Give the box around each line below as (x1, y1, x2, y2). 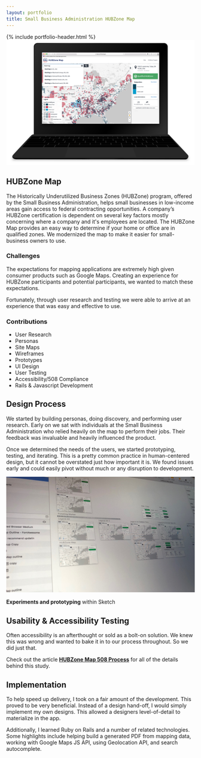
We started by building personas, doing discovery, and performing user (6, 415, 182, 422)
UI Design (14, 363, 39, 370)
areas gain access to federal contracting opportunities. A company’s (6, 205, 175, 212)
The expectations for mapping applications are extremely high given (6, 265, 175, 272)
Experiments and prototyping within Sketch (6, 598, 115, 605)
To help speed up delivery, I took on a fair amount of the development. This (6, 696, 191, 703)
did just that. (6, 644, 37, 652)
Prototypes (14, 357, 42, 364)
